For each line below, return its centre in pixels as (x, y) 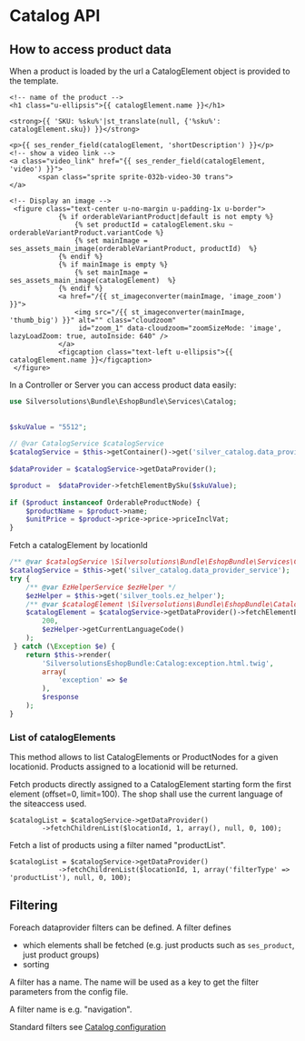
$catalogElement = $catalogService (93, 613)
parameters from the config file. (69, 991)
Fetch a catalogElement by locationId (79, 546)
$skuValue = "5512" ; (49, 427)
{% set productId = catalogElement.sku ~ (153, 225)
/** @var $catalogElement (75, 604)
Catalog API (55, 16)
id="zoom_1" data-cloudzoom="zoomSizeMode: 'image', (180, 328)
